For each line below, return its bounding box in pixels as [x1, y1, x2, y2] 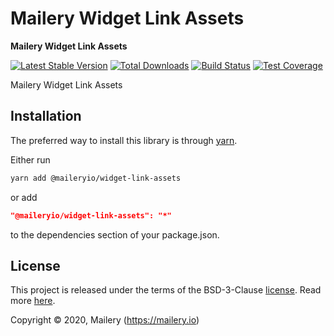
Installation [10, 108, 82, 125]
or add [10, 191, 38, 203]
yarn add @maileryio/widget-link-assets [10, 173, 182, 183]
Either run [10, 153, 51, 166]
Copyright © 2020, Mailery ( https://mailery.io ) [10, 314, 200, 326]
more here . [10, 295, 56, 307]
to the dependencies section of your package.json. [10, 228, 220, 241]
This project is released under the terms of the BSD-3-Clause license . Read [10, 284, 322, 296]
